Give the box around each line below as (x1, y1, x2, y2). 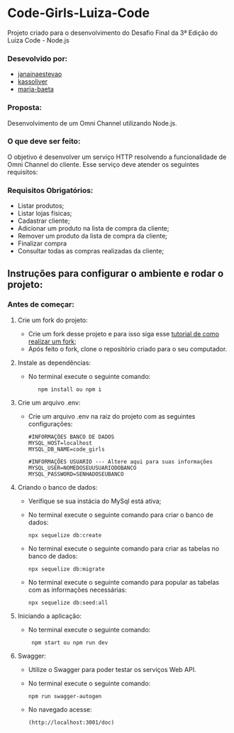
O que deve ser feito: (7, 136, 81, 146)
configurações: (28, 419, 73, 428)
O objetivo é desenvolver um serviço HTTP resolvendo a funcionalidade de (7, 153, 227, 161)
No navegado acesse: (28, 705, 92, 714)
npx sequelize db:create (28, 531, 102, 539)
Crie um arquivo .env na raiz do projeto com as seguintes (28, 412, 196, 420)
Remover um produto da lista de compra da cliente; (17, 232, 168, 241)
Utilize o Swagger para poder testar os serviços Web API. (28, 665, 196, 673)
